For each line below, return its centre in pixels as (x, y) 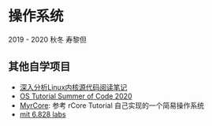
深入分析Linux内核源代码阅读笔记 (73, 87)
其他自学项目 (39, 67)
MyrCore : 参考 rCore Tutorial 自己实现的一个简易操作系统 (112, 105)
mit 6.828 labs (43, 114)
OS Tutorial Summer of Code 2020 (76, 96)
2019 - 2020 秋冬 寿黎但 (47, 39)
